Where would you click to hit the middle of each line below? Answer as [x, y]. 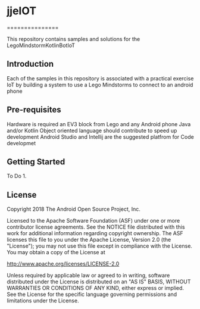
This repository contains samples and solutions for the [74, 39]
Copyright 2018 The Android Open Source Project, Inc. [74, 209]
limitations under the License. [43, 301]
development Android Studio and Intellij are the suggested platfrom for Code [100, 137]
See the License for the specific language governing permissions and [92, 294]
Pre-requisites [34, 110]
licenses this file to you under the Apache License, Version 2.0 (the [89, 240]
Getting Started [36, 162]
